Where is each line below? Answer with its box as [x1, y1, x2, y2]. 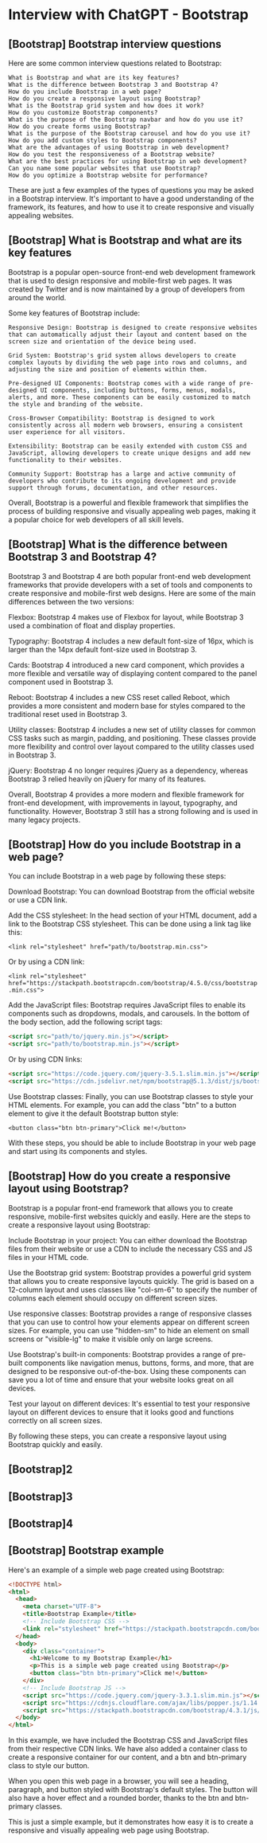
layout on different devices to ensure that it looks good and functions [8, 1407, 234, 1417]
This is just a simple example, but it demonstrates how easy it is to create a [8, 1818, 254, 1827]
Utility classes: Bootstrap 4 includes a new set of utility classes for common [8, 725, 256, 734]
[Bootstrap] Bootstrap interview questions [8, 37, 222, 51]
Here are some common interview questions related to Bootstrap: [8, 58, 222, 68]
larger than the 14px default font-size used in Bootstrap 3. [8, 644, 197, 654]
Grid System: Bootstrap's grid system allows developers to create [8, 351, 237, 359]
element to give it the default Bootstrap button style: [8, 1109, 179, 1118]
